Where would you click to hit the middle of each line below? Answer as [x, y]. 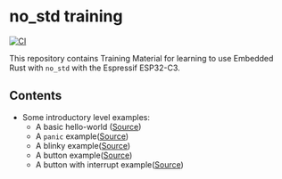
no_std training [66, 16]
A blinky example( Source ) [83, 145]
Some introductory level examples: [86, 117]
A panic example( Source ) [82, 136]
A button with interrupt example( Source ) [110, 164]
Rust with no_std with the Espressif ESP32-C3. [95, 68]
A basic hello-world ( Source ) [88, 126]
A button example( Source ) [84, 155]
